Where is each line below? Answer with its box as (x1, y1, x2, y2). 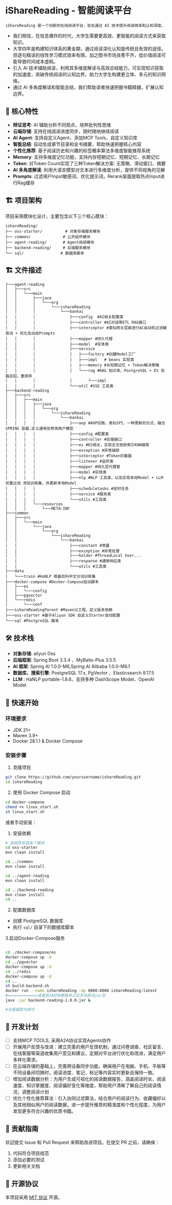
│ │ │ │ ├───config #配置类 (5, 432, 109, 437)
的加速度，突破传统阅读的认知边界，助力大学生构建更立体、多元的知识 (12, 71, 162, 77)
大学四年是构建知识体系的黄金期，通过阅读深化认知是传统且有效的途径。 (12, 45, 166, 51)
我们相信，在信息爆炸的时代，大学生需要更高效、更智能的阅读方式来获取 (12, 32, 166, 39)
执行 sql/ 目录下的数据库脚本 (12, 924, 74, 930)
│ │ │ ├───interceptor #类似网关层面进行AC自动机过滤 (5, 325, 163, 331)
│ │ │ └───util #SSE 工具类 (5, 384, 114, 389)
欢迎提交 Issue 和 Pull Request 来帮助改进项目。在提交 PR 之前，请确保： (5, 1139, 160, 1145)
